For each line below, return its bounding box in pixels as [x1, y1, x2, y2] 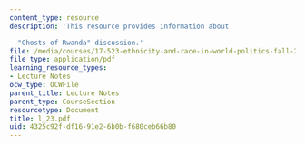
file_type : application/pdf [9, 55, 116, 64]
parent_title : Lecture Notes [9, 88, 120, 98]
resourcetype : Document [9, 105, 100, 114]
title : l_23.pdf [9, 114, 71, 123]
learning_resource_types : [9, 63, 107, 72]
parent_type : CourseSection [9, 97, 116, 106]
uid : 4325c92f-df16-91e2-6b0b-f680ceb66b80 [9, 122, 177, 131]
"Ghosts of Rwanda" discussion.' [17, 38, 144, 47]
